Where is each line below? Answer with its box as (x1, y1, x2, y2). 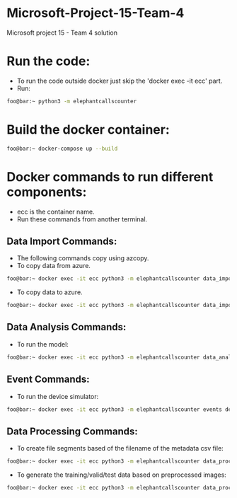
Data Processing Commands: (6, 425, 139, 437)
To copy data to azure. (16, 288, 83, 296)
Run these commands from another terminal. (16, 214, 148, 224)
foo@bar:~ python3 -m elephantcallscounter (6, 98, 137, 105)
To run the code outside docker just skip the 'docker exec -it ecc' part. (16, 76, 223, 85)
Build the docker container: (6, 122, 170, 137)
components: (6, 184, 87, 199)
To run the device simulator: (16, 392, 99, 400)
